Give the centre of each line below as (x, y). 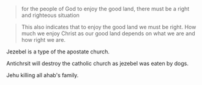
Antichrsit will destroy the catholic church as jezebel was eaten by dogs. (97, 63)
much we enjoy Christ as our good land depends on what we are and (108, 33)
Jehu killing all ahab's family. (43, 75)
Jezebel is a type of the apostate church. (58, 52)
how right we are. (43, 40)
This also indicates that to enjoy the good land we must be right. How (109, 27)
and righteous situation (50, 15)
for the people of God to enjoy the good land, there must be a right (105, 9)
